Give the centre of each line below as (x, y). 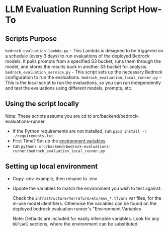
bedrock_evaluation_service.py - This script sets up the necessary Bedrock (84, 72)
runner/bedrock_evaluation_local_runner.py (59, 151)
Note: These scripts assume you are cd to (49, 116)
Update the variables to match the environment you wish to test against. (87, 188)
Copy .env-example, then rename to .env (55, 178)
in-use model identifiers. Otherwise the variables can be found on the (85, 203)
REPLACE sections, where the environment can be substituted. (76, 224)
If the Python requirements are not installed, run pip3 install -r (79, 131)
